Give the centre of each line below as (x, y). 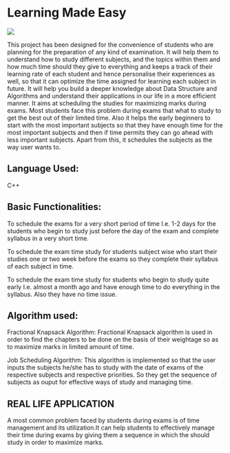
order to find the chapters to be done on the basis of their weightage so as (113, 339)
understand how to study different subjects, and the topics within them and (114, 59)
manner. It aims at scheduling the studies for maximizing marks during (107, 103)
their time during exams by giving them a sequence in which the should (108, 435)
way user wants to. (34, 147)
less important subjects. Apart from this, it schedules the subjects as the (110, 140)
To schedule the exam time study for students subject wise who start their (112, 251)
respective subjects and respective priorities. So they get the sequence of (112, 375)
